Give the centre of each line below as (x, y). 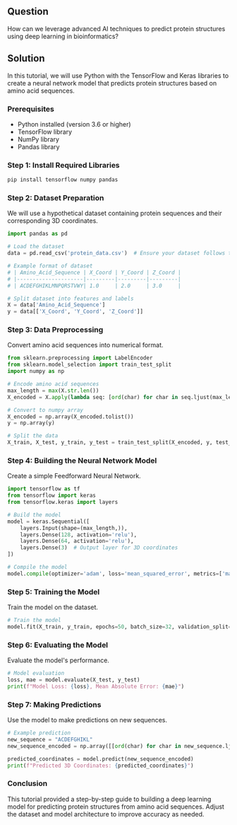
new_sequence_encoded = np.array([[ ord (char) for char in (94, 746)
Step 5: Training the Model (54, 592)
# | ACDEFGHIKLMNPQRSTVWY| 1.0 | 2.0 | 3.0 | (94, 286)
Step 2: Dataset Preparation (56, 198)
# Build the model (34, 515)
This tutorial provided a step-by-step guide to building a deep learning (109, 799)
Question (28, 12)
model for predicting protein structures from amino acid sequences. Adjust (116, 807)
